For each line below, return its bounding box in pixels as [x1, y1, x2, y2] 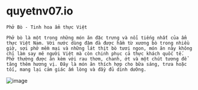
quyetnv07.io [6, 4, 73, 18]
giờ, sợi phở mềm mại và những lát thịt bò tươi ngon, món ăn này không [6, 45, 193, 51]
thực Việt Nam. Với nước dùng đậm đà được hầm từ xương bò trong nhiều [6, 40, 190, 46]
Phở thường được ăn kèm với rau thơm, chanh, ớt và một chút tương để [6, 56, 187, 62]
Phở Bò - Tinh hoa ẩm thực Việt [6, 24, 87, 30]
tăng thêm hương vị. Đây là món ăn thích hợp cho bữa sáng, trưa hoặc [6, 61, 187, 67]
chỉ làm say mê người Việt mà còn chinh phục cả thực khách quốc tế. [6, 50, 185, 57]
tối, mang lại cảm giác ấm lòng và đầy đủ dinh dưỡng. [6, 66, 147, 72]
